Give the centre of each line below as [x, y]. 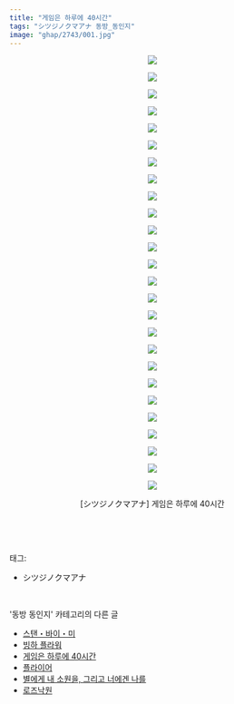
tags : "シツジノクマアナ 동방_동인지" [72, 26]
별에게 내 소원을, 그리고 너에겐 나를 [84, 679]
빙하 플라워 [42, 645]
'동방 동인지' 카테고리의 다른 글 [64, 614]
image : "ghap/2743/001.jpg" [63, 34]
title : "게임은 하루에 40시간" [61, 18]
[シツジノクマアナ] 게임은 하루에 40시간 [152, 504]
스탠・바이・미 [49, 634]
